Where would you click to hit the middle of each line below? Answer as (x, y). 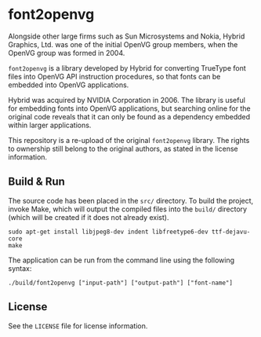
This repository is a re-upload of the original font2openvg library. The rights (129, 140)
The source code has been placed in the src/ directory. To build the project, (131, 200)
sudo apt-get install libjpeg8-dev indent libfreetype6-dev (109, 232)
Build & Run (36, 182)
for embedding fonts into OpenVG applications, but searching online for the (129, 108)
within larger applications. (50, 125)
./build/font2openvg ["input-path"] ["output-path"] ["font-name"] (121, 283)
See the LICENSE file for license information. (78, 326)
